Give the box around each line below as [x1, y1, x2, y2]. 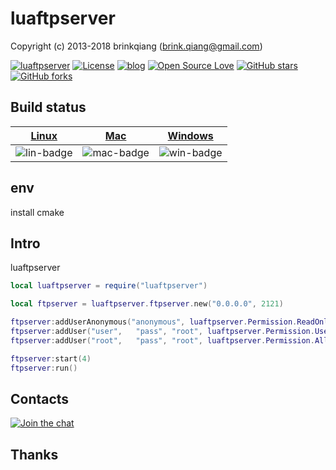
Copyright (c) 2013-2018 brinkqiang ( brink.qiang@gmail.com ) [10, 40, 263, 52]
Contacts [10, 390, 70, 407]
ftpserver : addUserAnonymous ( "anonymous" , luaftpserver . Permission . [10, 317, 298, 327]
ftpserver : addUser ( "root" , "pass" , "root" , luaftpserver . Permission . [10, 335, 315, 346]
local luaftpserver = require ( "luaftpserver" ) [10, 281, 208, 291]
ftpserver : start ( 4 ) [10, 353, 92, 364]
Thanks [10, 446, 59, 463]
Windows [167, 128, 214, 142]
